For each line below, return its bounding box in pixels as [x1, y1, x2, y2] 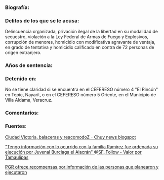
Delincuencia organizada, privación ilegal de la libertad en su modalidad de [5, 29, 158, 35]
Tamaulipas [5, 154, 29, 160]
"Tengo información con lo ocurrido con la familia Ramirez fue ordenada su [5, 143, 158, 150]
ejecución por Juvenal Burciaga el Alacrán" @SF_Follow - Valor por [5, 149, 142, 155]
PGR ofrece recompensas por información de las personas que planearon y [5, 164, 159, 170]
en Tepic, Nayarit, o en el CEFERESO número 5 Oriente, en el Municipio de [5, 92, 157, 98]
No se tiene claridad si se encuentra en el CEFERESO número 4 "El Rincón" [5, 86, 158, 93]
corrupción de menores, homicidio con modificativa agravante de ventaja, [5, 39, 156, 45]
